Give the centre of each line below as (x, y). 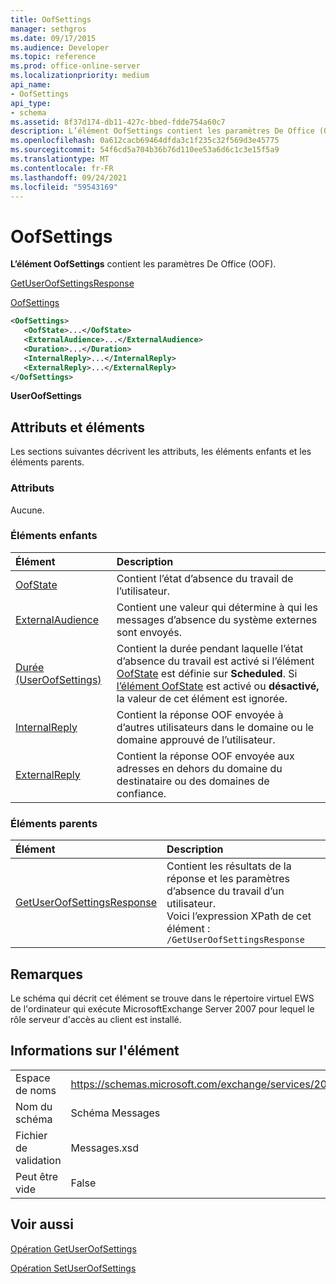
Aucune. (27, 510)
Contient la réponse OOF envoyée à (200, 714)
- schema (28, 112)
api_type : (31, 103)
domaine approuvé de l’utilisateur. (196, 739)
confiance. (141, 793)
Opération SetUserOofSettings (73, 1268)
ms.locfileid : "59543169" (64, 187)
